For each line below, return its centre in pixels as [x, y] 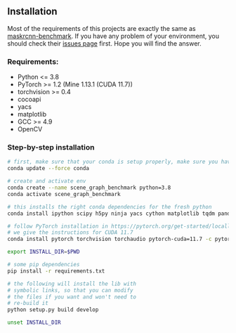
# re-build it [28, 303]
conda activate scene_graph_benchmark [64, 194]
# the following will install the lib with [72, 284]
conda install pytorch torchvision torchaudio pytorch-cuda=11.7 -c [110, 239]
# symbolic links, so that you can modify [70, 290]
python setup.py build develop [53, 310]
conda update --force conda [48, 169]
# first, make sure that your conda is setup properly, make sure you [113, 162]
